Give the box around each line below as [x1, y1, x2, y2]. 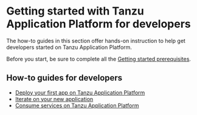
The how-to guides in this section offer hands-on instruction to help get [6, 37, 185, 44]
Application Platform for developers [6, 17, 192, 31]
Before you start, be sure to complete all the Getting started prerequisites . [6, 55, 192, 62]
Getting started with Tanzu [6, 4, 145, 18]
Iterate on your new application [15, 95, 94, 102]
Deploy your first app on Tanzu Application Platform [15, 89, 145, 96]
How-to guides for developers [6, 73, 123, 83]
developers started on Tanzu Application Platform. [6, 44, 133, 51]
